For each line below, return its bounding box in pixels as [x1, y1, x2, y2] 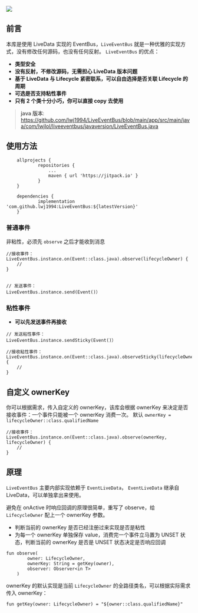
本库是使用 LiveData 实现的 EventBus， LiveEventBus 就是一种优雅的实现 [6, 40, 181, 47]
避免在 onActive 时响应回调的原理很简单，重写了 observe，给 [6, 504, 155, 511]
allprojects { [16, 157, 51, 163]
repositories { [37, 162, 75, 168]
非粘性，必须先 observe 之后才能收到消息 [6, 238, 105, 245]
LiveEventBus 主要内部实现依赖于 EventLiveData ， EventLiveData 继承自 [6, 484, 180, 491]
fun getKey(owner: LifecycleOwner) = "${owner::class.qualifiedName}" [6, 601, 183, 607]
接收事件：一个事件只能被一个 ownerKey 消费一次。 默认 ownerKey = [6, 411, 171, 418]
